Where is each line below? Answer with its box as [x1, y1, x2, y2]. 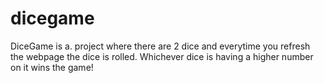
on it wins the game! [10, 61, 94, 73]
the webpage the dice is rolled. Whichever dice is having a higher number [10, 50, 314, 62]
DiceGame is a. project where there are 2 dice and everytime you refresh [10, 40, 311, 52]
